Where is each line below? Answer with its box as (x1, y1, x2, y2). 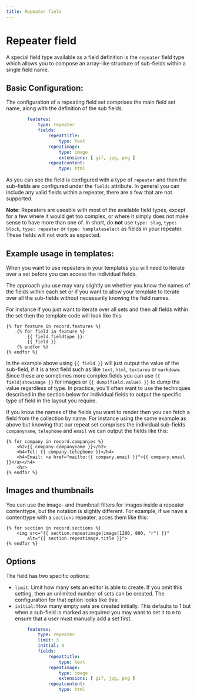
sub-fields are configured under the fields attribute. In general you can (6, 183, 180, 190)
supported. (6, 195, 33, 202)
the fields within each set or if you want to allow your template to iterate (6, 288, 180, 295)
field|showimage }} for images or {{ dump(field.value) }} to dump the (6, 378, 181, 385)
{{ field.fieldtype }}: (27, 333, 85, 339)
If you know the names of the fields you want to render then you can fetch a (6, 408, 190, 415)
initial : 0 (37, 643, 65, 649)
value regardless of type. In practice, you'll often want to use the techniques (6, 384, 191, 392)
